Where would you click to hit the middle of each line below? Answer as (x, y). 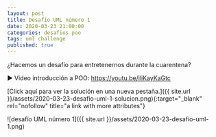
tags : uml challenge (37, 39)
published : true (30, 45)
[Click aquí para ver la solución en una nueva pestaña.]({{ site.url (99, 91)
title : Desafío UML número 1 (49, 20)
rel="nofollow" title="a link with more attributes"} (76, 106)
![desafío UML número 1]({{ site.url (56, 119)
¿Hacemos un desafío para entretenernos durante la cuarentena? (99, 65)
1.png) (16, 126)
